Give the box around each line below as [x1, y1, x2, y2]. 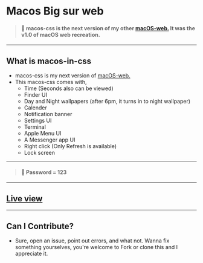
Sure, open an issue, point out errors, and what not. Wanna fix [14, 237, 170, 244]
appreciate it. [14, 250, 48, 258]
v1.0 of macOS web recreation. [21, 31, 101, 38]
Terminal [24, 123, 47, 131]
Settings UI [24, 117, 52, 125]
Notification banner [24, 111, 72, 118]
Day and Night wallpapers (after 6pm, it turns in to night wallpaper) [24, 98, 191, 105]
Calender [24, 104, 47, 111]
